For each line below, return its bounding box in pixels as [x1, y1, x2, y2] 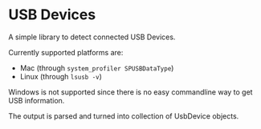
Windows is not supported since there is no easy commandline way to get [8, 87, 253, 97]
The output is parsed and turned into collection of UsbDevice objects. [8, 111, 239, 121]
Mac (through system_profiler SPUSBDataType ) [19, 62, 174, 73]
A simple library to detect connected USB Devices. [8, 32, 176, 42]
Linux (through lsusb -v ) [19, 71, 103, 81]
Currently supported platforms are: [8, 47, 124, 57]
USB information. [8, 95, 65, 105]
